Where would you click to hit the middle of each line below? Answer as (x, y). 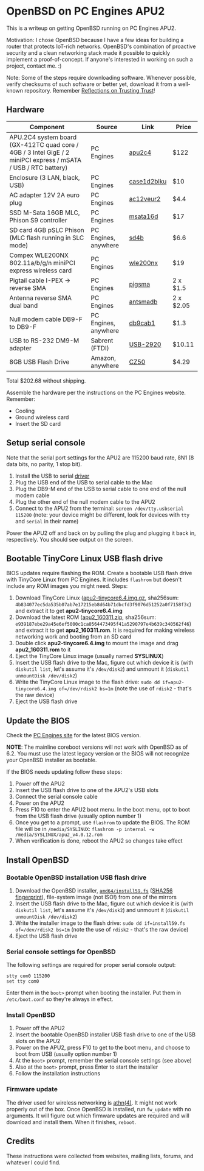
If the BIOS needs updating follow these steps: (64, 772)
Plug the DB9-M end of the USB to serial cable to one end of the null (100, 489)
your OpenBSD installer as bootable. (52, 760)
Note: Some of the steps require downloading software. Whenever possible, (101, 77)
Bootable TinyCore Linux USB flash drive (85, 558)
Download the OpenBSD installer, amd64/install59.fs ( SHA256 (94, 890)
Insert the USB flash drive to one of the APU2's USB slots (87, 790)
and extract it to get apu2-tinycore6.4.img (69, 611)
